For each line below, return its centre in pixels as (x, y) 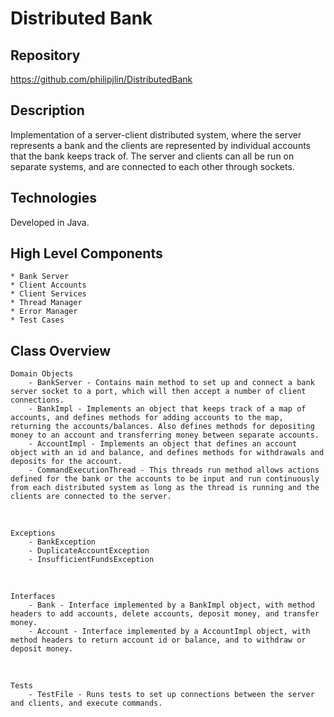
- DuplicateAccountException (89, 551)
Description (47, 110)
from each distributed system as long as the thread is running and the (165, 488)
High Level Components (86, 253)
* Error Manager (44, 312)
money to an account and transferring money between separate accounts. (165, 435)
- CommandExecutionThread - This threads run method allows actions (174, 470)
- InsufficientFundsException (91, 560)
